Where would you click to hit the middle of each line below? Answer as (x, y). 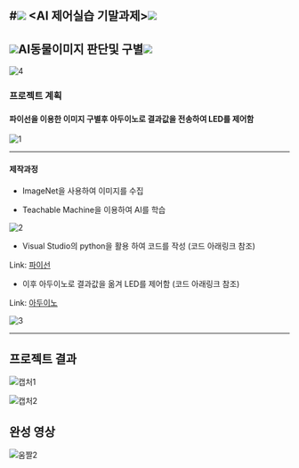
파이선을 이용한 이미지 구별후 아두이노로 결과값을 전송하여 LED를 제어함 (132, 119)
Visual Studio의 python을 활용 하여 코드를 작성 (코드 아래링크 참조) (139, 246)
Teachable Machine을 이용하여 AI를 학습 (94, 209)
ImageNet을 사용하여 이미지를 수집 (83, 191)
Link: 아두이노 (33, 302)
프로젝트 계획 (36, 96)
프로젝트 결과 (43, 359)
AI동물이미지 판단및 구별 (81, 49)
